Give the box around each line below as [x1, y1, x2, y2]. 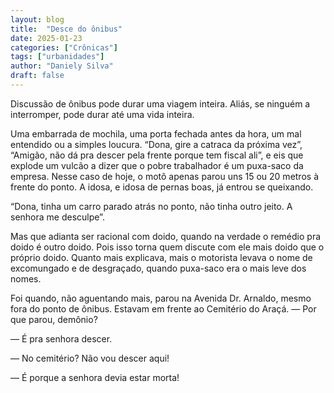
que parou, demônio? [10, 313, 98, 325]
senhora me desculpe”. [10, 211, 105, 223]
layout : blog [10, 14, 65, 25]
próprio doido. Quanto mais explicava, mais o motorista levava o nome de [10, 251, 313, 263]
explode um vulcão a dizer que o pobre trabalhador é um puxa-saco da [10, 159, 304, 171]
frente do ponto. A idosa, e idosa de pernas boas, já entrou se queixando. [10, 181, 314, 193]
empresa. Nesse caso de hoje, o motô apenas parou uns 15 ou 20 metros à [10, 170, 319, 182]
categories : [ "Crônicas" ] [10, 42, 118, 53]
